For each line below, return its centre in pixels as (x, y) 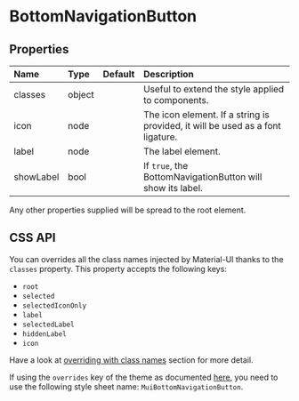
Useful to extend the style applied (214, 89)
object (81, 95)
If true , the (166, 166)
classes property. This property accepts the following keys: (118, 269)
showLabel (36, 177)
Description (169, 74)
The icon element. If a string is (206, 115)
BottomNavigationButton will (203, 177)
